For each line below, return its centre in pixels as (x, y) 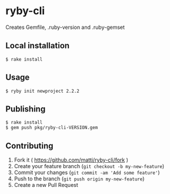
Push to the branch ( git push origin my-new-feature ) (79, 179)
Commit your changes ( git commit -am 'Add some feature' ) (87, 173)
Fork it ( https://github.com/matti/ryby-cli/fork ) (71, 160)
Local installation (38, 46)
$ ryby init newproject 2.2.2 (43, 91)
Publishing (26, 109)
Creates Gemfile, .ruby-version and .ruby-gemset (65, 27)
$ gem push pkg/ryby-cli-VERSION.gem (52, 128)
